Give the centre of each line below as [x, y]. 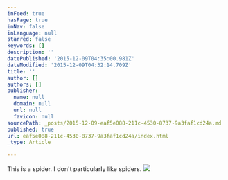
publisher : [23, 91]
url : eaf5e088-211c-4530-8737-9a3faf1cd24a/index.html [88, 136]
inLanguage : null [32, 33]
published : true [30, 129]
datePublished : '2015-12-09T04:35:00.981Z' [71, 59]
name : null [29, 98]
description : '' [30, 53]
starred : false [29, 39]
